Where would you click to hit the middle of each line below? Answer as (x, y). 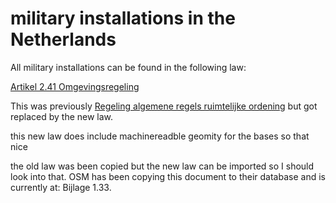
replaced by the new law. (62, 116)
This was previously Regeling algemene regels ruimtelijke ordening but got (164, 106)
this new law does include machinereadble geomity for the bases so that (160, 136)
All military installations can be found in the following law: (128, 67)
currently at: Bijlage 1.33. (61, 187)
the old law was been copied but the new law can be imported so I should (162, 166)
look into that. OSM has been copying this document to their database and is (168, 176)
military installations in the (123, 18)
